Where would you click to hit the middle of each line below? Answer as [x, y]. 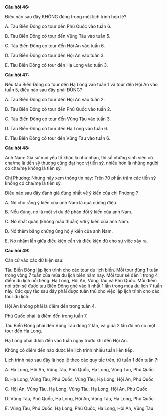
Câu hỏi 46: [17, 7]
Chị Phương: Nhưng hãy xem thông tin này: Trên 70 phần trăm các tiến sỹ [81, 178]
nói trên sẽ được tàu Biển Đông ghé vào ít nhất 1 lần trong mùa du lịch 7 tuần [83, 286]
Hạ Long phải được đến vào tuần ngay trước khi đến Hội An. [67, 340]
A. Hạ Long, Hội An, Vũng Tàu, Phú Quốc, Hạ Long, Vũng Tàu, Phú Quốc [79, 369]
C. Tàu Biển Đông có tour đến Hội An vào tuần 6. [55, 46]
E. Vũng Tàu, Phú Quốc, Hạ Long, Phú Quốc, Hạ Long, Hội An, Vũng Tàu [79, 408]
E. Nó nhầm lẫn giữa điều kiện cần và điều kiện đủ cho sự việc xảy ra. [77, 241]
